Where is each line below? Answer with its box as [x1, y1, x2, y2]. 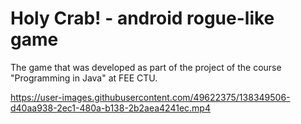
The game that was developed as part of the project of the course [10, 61, 282, 73]
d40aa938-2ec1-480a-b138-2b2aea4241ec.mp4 [10, 102, 211, 114]
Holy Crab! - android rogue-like [10, 7, 275, 30]
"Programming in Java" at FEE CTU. [10, 72, 158, 84]
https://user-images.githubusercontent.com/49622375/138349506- [10, 91, 291, 103]
